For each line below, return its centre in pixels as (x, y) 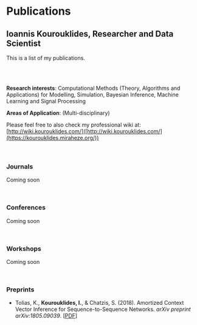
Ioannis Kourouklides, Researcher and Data (90, 34)
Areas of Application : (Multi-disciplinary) (58, 113)
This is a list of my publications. (46, 58)
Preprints (20, 290)
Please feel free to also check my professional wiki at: (74, 125)
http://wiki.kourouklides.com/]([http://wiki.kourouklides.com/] (85, 131)
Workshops (24, 249)
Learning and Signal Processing (46, 101)
